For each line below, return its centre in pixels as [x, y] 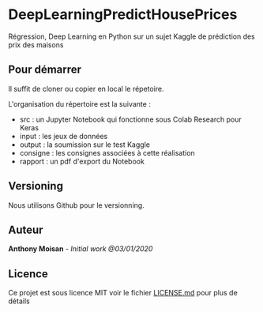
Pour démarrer [45, 70]
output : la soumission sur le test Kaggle [85, 145]
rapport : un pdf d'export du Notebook [82, 161]
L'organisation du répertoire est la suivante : [80, 103]
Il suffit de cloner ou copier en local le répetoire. [86, 88]
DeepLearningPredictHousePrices [123, 15]
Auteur [26, 229]
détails [19, 301]
